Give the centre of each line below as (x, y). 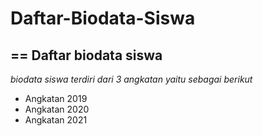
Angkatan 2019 (56, 98)
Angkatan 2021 (56, 120)
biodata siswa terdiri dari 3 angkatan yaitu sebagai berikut (131, 79)
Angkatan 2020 (57, 109)
